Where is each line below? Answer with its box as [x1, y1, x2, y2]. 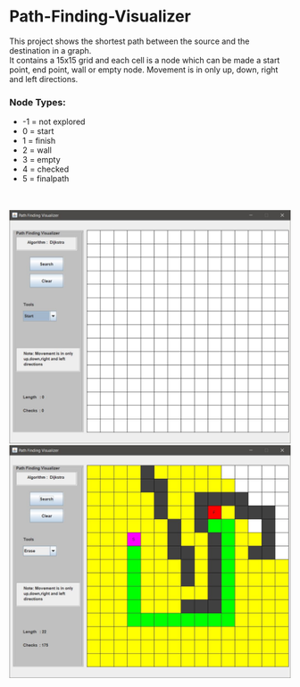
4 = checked [21, 163, 70, 175]
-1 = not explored [21, 116, 86, 127]
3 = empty [21, 155, 61, 165]
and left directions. [9, 73, 79, 84]
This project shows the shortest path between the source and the [9, 36, 250, 46]
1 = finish [21, 136, 56, 147]
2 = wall [21, 145, 52, 155]
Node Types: [9, 96, 66, 108]
